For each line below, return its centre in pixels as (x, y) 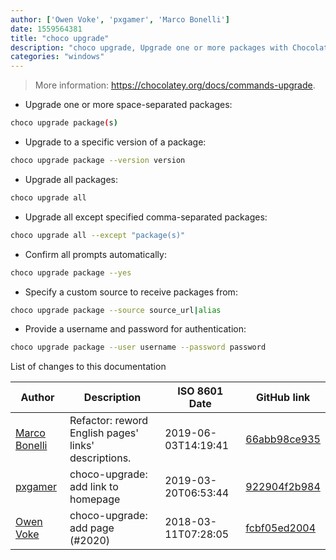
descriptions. (100, 458)
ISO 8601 (200, 391)
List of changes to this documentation (88, 367)
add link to (94, 487)
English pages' (104, 433)
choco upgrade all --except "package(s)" (98, 235)
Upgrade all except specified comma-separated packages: (146, 217)
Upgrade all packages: (71, 179)
